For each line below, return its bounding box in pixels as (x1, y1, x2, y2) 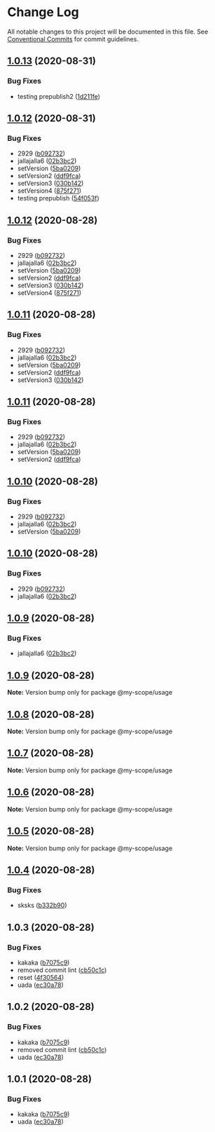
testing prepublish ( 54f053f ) (17, 194, 99, 203)
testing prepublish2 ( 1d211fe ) (17, 92, 100, 100)
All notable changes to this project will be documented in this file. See (7, 27, 209, 36)
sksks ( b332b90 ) (17, 901, 67, 910)
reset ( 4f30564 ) (17, 973, 64, 981)
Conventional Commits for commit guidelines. (7, 34, 139, 43)
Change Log (7, 4, 79, 20)
